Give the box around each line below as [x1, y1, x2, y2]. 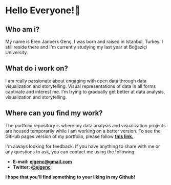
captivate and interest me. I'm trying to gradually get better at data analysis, [5, 88, 165, 95]
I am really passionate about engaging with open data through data [5, 78, 147, 84]
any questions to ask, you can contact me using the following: [5, 148, 136, 155]
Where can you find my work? [5, 109, 103, 118]
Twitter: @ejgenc [12, 164, 51, 170]
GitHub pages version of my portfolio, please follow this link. [5, 133, 134, 140]
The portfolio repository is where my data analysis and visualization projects [5, 122, 166, 128]
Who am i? [5, 25, 40, 34]
